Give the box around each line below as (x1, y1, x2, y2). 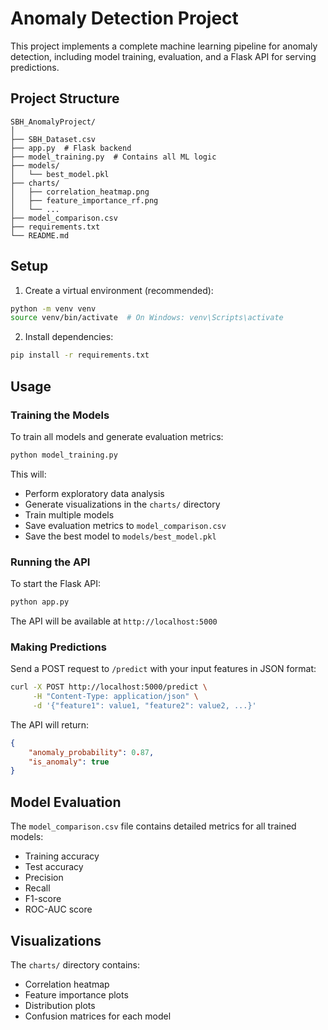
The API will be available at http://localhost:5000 (10, 615, 218, 627)
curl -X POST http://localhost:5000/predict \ (10, 682, 208, 692)
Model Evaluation (10, 793, 122, 811)
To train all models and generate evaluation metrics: (10, 430, 224, 442)
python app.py (10, 597, 70, 607)
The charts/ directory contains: (10, 958, 141, 971)
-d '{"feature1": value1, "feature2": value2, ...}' (32, 700, 257, 711)
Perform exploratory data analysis (24, 487, 165, 499)
